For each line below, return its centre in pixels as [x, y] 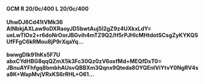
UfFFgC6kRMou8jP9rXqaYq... [45, 42]
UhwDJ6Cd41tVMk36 [35, 22]
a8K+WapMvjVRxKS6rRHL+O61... [50, 74]
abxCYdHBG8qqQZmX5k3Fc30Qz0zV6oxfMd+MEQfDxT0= [84, 61]
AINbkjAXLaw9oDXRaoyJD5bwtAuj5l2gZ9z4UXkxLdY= [79, 29]
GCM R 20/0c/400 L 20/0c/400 [47, 9]
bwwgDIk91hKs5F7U [33, 55]
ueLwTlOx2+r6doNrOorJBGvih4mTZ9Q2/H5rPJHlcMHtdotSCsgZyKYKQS [102, 35]
